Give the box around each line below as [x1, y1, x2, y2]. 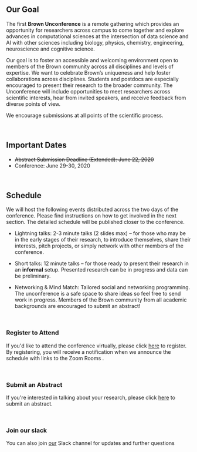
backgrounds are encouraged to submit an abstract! [14, 303, 141, 310]
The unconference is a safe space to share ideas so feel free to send [14, 290, 181, 297]
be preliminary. [14, 273, 51, 280]
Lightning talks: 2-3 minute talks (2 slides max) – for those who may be [14, 230, 186, 237]
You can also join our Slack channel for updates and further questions [6, 440, 175, 447]
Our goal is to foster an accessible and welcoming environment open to [6, 56, 179, 63]
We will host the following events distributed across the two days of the [6, 206, 179, 213]
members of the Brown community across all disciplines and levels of [6, 63, 174, 70]
